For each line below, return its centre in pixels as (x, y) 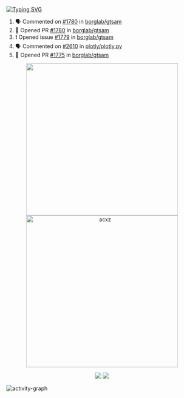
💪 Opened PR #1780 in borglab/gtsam (62, 30)
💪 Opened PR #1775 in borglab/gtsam (62, 55)
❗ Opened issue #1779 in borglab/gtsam (64, 37)
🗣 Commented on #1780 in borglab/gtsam (68, 22)
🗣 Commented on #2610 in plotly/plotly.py (69, 46)
